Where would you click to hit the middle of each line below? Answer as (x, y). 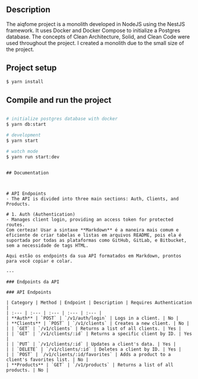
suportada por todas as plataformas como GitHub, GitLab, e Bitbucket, (96, 240)
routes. (16, 225)
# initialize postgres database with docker (62, 119)
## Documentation (28, 173)
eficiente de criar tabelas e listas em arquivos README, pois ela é (94, 235)
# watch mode (22, 151)
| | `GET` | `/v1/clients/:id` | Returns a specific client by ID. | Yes (99, 334)
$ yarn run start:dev (33, 157)
